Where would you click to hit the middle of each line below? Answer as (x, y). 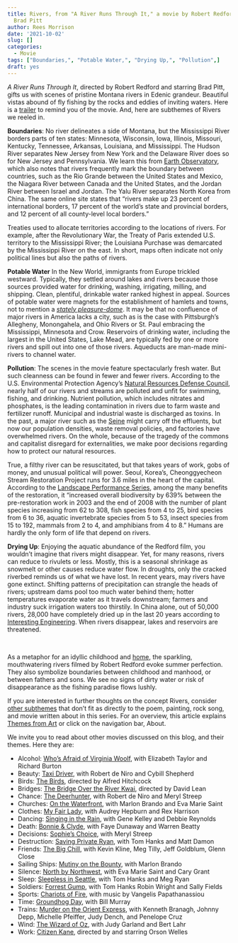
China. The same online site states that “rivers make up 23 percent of (109, 199)
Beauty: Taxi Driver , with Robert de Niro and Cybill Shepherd (106, 773)
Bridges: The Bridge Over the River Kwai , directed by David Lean (112, 788)
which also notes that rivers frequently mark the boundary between (106, 168)
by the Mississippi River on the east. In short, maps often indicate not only (115, 250)
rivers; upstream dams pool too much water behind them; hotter (101, 591)
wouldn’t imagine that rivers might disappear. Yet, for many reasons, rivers (116, 553)
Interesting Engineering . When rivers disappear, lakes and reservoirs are (113, 622)
